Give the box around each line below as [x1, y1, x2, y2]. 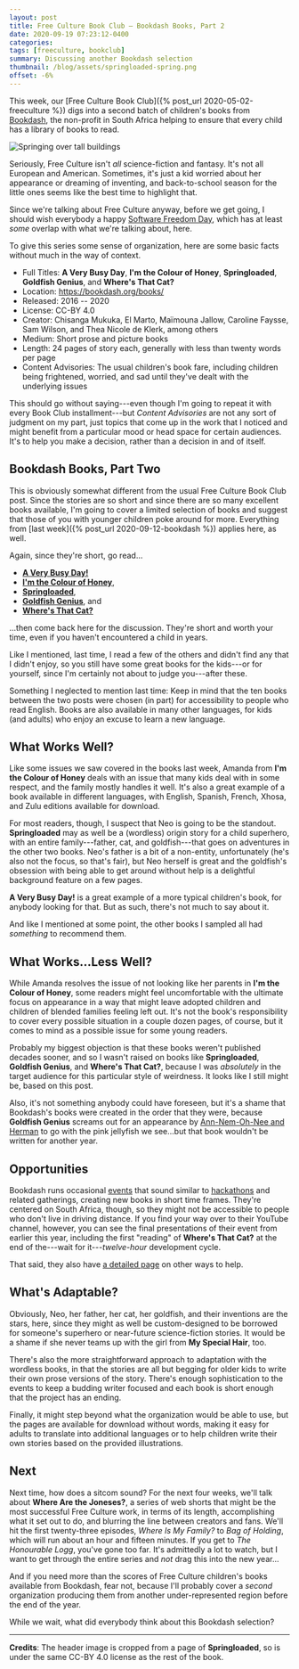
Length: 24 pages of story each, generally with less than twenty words [21, 342, 282, 353]
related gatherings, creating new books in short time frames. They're [9, 1195, 262, 1205]
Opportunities [9, 1161, 89, 1176]
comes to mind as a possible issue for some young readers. [9, 1026, 229, 1036]
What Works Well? [9, 739, 114, 754]
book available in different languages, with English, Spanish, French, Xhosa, [9, 791, 287, 802]
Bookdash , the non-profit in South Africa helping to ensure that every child [9, 114, 283, 125]
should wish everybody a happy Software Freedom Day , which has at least [9, 213, 283, 224]
